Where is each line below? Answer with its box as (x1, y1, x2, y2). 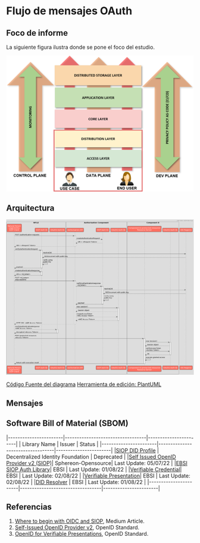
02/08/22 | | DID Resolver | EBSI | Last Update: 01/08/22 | (6, 478, 146, 485)
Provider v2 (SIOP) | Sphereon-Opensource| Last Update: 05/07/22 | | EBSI (6, 459, 187, 466)
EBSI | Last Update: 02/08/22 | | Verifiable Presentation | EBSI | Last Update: (6, 472, 190, 479)
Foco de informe (6, 28, 68, 38)
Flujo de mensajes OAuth (6, 4, 133, 18)
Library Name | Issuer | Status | (21, 440, 99, 447)
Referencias (6, 501, 52, 512)
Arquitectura (6, 203, 55, 214)
